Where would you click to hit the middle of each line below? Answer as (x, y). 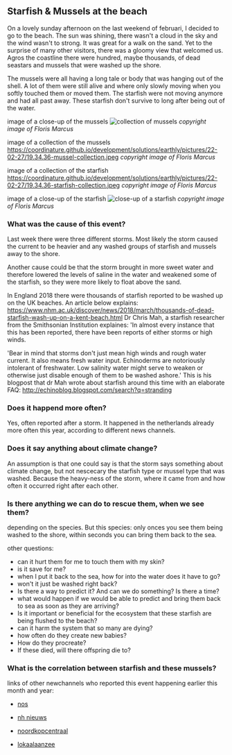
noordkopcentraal (43, 731)
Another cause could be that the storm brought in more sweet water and (110, 267)
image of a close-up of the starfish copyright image (116, 198)
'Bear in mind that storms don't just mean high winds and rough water (107, 353)
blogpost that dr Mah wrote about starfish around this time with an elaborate (116, 383)
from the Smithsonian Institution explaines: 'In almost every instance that (111, 325)
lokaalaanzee (36, 745)
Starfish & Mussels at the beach (77, 11)
